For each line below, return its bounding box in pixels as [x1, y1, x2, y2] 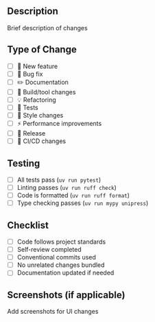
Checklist [7, 219, 49, 231]
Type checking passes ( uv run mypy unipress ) [16, 199, 149, 207]
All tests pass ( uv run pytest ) [16, 175, 102, 184]
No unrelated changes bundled [16, 261, 105, 269]
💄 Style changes [16, 111, 64, 119]
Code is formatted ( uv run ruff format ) [16, 191, 130, 200]
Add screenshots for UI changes [7, 308, 99, 316]
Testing [7, 158, 40, 169]
